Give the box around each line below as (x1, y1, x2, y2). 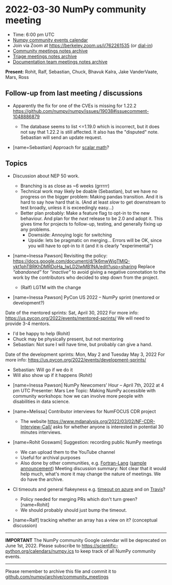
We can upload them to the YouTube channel (20, 449, 115, 455)
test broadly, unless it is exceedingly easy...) (20, 204, 114, 211)
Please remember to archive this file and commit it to (5, 568, 117, 574)
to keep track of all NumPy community (75, 548, 156, 554)
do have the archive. (20, 476, 64, 482)
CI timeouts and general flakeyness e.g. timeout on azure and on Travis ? (12, 486, 165, 492)
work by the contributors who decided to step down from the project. (12, 274, 159, 280)
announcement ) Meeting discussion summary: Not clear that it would (20, 465, 166, 471)
